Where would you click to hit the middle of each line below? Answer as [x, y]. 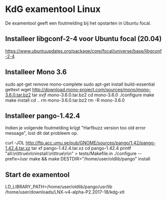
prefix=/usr [17, 159]
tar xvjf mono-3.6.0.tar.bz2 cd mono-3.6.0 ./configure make [93, 95]
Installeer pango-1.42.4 [43, 116]
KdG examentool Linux [53, 9]
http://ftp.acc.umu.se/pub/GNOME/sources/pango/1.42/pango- [91, 143]
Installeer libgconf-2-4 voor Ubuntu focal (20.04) [83, 39]
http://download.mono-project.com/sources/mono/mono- [91, 89]
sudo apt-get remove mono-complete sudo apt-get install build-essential [80, 84]
